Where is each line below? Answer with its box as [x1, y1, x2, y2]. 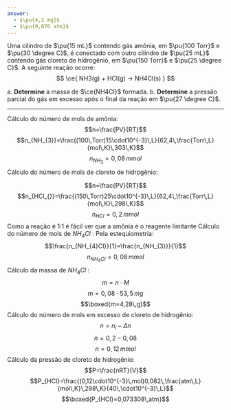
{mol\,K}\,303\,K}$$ [87, 144, 144, 152]
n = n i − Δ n [99, 321, 132, 331]
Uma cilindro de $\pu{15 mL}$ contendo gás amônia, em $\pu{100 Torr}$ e [7, 42, 220, 50]
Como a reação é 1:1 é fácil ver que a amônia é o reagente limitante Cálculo [7, 222, 220, 230]
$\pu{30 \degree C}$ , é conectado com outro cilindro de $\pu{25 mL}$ [7, 49, 210, 57]
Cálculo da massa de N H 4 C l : [7, 266, 90, 276]
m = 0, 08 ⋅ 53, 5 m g [87, 290, 144, 298]
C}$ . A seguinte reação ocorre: [7, 63, 96, 72]
